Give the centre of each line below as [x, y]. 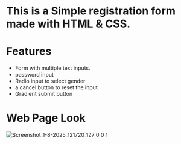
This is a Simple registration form [91, 11]
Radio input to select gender [50, 81]
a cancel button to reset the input [56, 87]
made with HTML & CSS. [68, 24]
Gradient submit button [44, 94]
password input [34, 75]
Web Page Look [46, 118]
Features [29, 52]
